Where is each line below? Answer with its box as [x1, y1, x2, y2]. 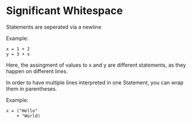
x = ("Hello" [6, 108, 38, 113]
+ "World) [16, 113, 41, 119]
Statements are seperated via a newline [6, 23, 101, 30]
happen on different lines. [6, 67, 68, 74]
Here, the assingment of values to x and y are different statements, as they [6, 61, 186, 68]
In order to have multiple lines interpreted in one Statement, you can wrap [6, 79, 184, 86]
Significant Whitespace [6, 4, 123, 18]
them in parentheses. [6, 85, 57, 92]
